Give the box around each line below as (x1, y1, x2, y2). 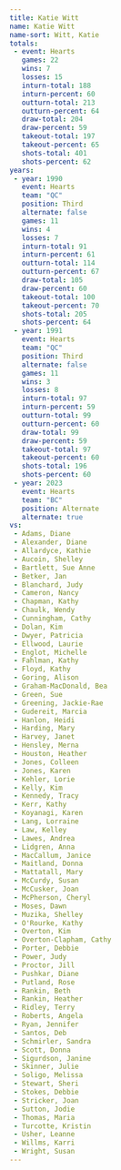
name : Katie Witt (9, 22, 76, 31)
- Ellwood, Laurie (13, 639, 84, 649)
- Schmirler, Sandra (13, 1036, 92, 1046)
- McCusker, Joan (13, 884, 79, 893)
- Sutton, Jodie (13, 1104, 76, 1114)
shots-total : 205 (21, 309, 88, 318)
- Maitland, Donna (13, 859, 84, 869)
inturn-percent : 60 (21, 89, 96, 98)
